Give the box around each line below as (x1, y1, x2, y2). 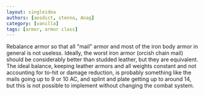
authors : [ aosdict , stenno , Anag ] (6, 15, 95, 21)
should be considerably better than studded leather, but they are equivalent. (6, 56, 198, 63)
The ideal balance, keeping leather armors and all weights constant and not (6, 63, 197, 70)
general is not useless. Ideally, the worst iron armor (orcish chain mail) (6, 50, 184, 57)
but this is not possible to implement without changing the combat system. (6, 82, 195, 89)
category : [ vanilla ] (6, 20, 59, 26)
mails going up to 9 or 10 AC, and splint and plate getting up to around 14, (6, 75, 192, 83)
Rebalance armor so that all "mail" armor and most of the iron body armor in (6, 43, 198, 50)
